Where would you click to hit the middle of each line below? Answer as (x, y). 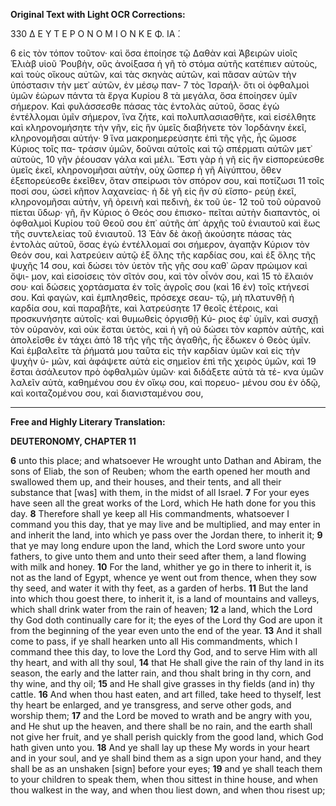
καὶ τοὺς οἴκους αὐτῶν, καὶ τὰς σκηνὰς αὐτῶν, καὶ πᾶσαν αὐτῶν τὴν (153, 74)
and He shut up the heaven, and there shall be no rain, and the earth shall (161, 726)
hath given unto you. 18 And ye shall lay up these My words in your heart (160, 747)
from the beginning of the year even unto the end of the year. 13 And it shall (166, 630)
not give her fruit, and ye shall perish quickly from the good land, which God (167, 737)
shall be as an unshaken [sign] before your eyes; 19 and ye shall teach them (166, 768)
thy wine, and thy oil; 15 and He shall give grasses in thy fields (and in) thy (162, 683)
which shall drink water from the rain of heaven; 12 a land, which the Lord (161, 609)
